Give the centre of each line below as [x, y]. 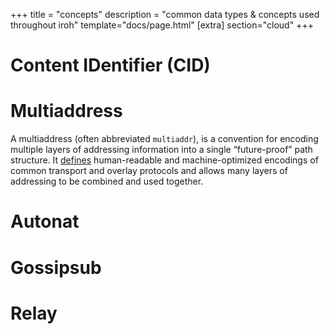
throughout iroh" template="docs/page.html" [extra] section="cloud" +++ [162, 25]
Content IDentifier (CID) [110, 65]
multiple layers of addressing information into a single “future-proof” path [161, 150]
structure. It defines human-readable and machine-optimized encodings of [164, 160]
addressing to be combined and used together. [107, 181]
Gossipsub [56, 267]
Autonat [45, 221]
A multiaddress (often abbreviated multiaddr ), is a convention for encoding [164, 139]
